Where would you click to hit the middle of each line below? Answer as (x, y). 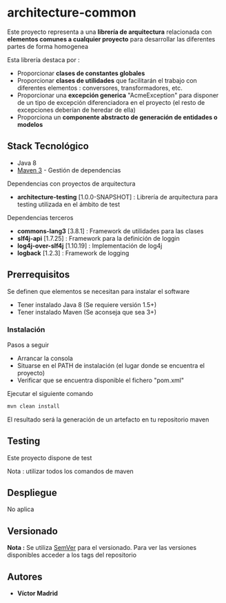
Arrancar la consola (45, 358)
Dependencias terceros (40, 217)
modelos (30, 124)
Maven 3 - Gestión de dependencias (69, 170)
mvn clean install (33, 406)
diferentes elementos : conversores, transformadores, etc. (100, 88)
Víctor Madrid (38, 593)
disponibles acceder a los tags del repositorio (72, 555)
